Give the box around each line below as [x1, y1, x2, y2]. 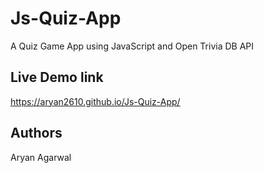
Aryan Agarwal [10, 151, 72, 163]
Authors [10, 125, 63, 142]
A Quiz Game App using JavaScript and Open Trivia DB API [10, 40, 255, 52]
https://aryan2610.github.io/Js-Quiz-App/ [10, 95, 181, 107]
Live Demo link [10, 69, 104, 86]
